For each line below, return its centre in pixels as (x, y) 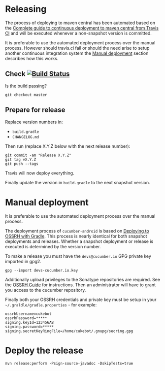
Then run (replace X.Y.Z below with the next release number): (68, 146)
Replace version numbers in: (34, 122)
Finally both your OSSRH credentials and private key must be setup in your (81, 300)
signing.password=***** (30, 327)
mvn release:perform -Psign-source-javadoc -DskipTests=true (69, 364)
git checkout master (26, 95)
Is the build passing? (26, 86)
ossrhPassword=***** (26, 318)
